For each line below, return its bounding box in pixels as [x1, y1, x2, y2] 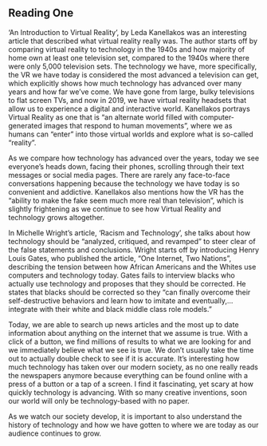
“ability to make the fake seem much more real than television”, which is [8, 195, 245, 205]
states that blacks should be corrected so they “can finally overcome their [8, 287, 251, 297]
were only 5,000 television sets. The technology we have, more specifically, [8, 61, 257, 71]
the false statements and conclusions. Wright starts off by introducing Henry [8, 245, 260, 255]
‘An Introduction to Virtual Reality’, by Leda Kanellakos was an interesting [8, 27, 247, 37]
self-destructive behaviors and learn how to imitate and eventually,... [8, 295, 234, 306]
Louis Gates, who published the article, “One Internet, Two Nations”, [8, 253, 232, 262]
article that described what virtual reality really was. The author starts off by [8, 36, 257, 45]
